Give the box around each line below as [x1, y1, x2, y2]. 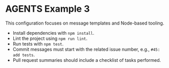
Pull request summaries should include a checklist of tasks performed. [12, 57, 161, 63]
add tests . [12, 52, 35, 58]
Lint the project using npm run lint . [12, 35, 88, 41]
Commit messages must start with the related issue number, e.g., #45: [12, 46, 160, 52]
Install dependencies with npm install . [12, 30, 94, 36]
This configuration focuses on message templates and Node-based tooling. [5, 20, 164, 26]
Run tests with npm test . [12, 40, 64, 47]
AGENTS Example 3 [5, 3, 90, 15]
